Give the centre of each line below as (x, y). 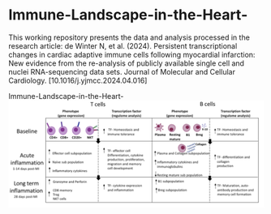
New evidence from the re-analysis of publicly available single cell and (127, 63)
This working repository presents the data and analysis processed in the (129, 37)
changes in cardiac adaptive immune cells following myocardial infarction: (132, 54)
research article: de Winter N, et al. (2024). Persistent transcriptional (123, 45)
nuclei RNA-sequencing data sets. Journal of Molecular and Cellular (122, 71)
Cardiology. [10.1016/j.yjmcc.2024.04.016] (78, 80)
